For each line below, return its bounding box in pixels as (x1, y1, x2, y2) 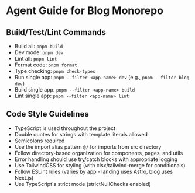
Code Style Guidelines (6, 109, 89, 119)
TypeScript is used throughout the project (14, 124, 116, 132)
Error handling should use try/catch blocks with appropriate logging (14, 156, 178, 163)
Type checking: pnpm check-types (14, 68, 95, 74)
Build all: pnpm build (14, 43, 63, 50)
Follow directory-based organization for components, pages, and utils (14, 149, 183, 156)
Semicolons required (14, 137, 65, 144)
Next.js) (14, 174, 34, 181)
